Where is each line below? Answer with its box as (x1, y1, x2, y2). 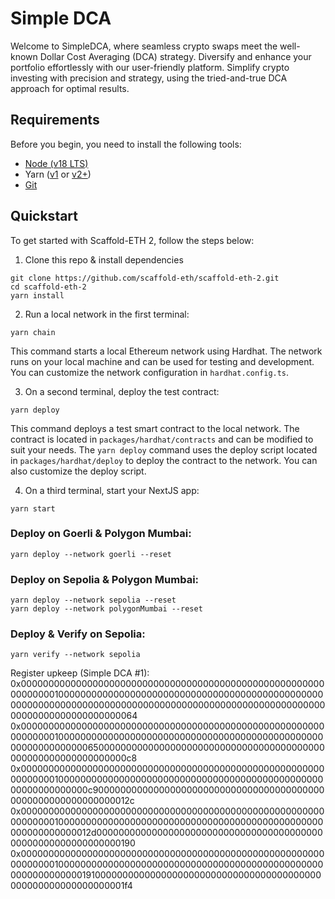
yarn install (10, 290, 65, 301)
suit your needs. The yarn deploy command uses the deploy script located (10, 443, 318, 456)
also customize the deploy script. (10, 465, 147, 477)
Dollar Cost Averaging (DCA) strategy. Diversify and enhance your (39, 50, 312, 62)
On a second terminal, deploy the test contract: (24, 385, 220, 397)
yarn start (10, 503, 56, 514)
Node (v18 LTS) (24, 157, 89, 169)
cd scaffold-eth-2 (10, 282, 87, 292)
